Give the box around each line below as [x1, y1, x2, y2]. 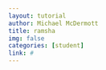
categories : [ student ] [8, 42, 84, 50]
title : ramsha [8, 27, 56, 35]
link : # [8, 49, 35, 57]
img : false [8, 34, 45, 43]
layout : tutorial [8, 11, 67, 20]
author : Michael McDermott [8, 19, 99, 27]
